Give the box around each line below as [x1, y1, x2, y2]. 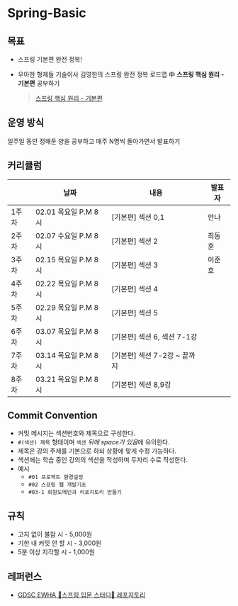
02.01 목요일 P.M [35, 207, 93, 217]
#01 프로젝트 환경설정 [28, 473, 84, 481]
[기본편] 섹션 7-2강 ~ [110, 350, 181, 360]
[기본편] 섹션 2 [110, 236, 158, 246]
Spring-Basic [7, 5, 86, 21]
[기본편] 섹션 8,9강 [110, 379, 171, 389]
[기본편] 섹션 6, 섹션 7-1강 [110, 332, 198, 342]
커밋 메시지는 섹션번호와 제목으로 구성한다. [17, 429, 136, 437]
